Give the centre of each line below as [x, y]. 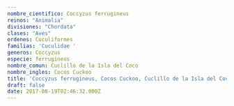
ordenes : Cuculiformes [40, 40]
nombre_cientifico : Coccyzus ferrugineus [68, 14]
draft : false [26, 85]
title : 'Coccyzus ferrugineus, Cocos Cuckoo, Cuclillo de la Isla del [112, 78]
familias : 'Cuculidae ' [42, 46]
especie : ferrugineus [39, 59]
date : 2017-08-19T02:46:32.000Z [54, 91]
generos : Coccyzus [34, 53]
